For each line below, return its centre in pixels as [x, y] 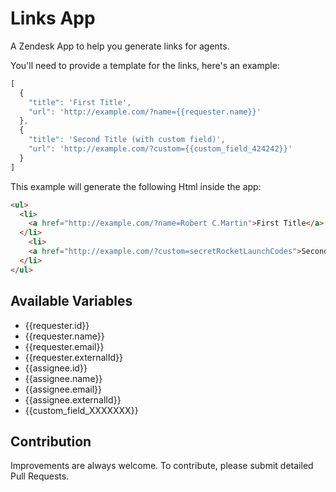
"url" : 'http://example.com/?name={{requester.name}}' [145, 112]
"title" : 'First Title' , [80, 102]
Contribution [51, 441]
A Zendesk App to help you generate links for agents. [120, 46]
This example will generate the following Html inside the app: [136, 186]
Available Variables [71, 301]
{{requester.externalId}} [74, 357]
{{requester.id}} [57, 325]
